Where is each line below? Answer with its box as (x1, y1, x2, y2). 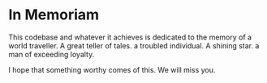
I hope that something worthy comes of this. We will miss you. (8, 64, 216, 74)
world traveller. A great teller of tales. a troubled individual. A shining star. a (8, 40, 260, 50)
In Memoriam (8, 6, 100, 24)
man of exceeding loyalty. (8, 49, 95, 59)
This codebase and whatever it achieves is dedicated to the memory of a (8, 32, 252, 42)
